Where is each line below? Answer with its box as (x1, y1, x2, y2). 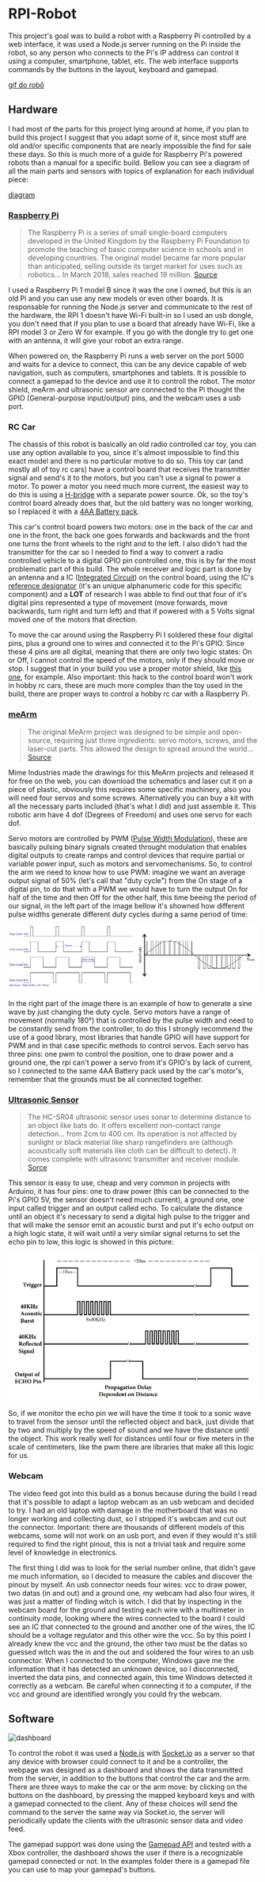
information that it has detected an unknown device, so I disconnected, (8, 1664, 240, 1674)
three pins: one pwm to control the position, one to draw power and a (8, 1050, 234, 1059)
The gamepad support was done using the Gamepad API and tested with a (8, 1840, 252, 1849)
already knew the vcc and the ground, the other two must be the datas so (8, 1639, 248, 1648)
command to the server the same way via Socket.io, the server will (8, 1807, 225, 1817)
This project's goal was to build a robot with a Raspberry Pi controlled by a (8, 31, 252, 40)
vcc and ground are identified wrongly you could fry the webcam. (8, 1689, 222, 1699)
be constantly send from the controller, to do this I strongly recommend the (8, 1024, 253, 1034)
